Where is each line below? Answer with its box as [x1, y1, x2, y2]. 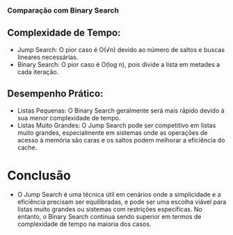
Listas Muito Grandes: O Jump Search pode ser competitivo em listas [17, 121, 216, 129]
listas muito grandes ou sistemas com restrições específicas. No [17, 205, 203, 213]
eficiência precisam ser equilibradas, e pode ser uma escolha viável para [17, 197, 227, 206]
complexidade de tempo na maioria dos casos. [17, 220, 152, 228]
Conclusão [7, 168, 71, 183]
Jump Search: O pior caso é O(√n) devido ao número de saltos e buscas [17, 45, 225, 54]
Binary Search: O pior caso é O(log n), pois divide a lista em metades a [17, 60, 220, 68]
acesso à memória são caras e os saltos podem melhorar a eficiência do [17, 136, 225, 144]
